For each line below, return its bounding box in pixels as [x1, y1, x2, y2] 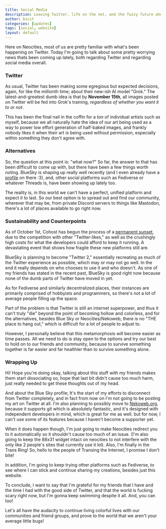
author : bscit [5, 16, 35, 21]
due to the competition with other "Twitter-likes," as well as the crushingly [5, 234, 156, 240]
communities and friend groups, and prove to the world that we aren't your [5, 513, 157, 519]
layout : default [5, 30, 39, 35]
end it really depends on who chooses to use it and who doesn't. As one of [5, 265, 158, 271]
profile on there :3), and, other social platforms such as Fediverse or [5, 175, 144, 180]
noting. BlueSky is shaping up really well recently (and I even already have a [5, 169, 160, 175]
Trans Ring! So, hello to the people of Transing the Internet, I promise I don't [5, 447, 160, 453]
